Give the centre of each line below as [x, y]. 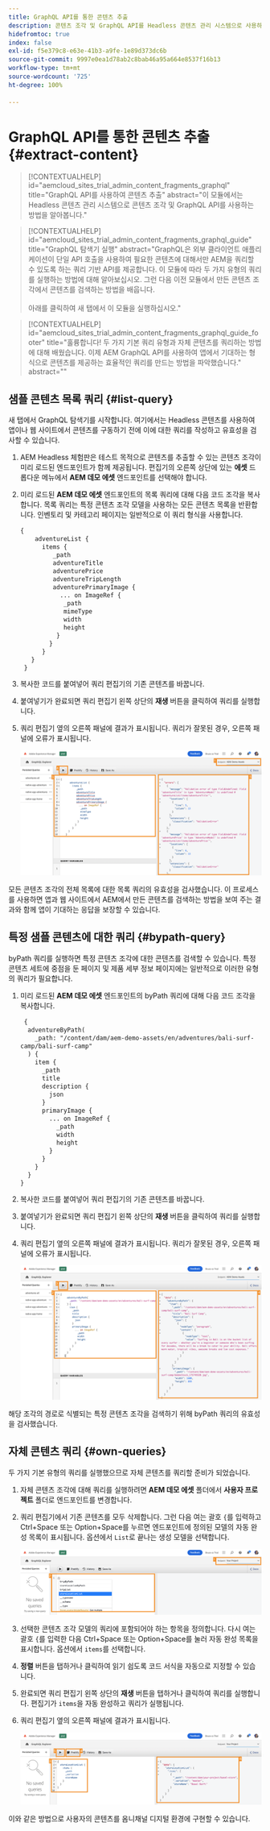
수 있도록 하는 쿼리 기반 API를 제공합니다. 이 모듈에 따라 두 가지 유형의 [137, 269]
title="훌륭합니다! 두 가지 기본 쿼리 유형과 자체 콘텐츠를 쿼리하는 [147, 343]
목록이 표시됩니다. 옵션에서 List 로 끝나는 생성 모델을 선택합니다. [129, 1537]
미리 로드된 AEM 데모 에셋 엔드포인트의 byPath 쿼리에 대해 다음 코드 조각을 [137, 995]
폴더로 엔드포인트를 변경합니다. [84, 1500]
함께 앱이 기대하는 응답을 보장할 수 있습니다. [92, 909]
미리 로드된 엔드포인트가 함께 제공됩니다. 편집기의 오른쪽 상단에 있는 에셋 [133, 467]
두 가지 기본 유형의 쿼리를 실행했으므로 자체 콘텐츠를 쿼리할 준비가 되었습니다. [129, 1472]
